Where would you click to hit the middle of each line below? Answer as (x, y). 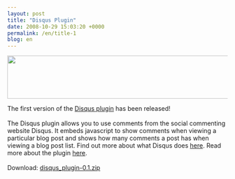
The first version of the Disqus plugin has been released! (89, 109)
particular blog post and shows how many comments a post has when (108, 138)
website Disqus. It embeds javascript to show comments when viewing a (112, 131)
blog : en (20, 40)
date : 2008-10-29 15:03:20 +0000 (56, 26)
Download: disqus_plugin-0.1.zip (54, 168)
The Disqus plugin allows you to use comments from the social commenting (116, 123)
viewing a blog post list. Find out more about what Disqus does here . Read (114, 146)
